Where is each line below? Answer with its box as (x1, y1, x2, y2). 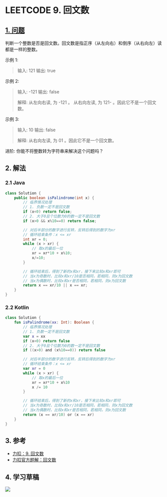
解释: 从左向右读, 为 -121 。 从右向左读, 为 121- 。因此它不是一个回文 (17, 99, 157, 105)
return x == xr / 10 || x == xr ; (23, 283, 88, 288)
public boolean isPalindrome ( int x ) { (14, 195, 94, 200)
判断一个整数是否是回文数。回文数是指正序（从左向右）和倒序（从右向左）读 (5, 40, 162, 46)
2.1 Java (5, 179, 25, 186)
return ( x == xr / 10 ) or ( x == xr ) (23, 412, 94, 417)
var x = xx (23, 334, 46, 339)
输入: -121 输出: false (17, 89, 60, 95)
